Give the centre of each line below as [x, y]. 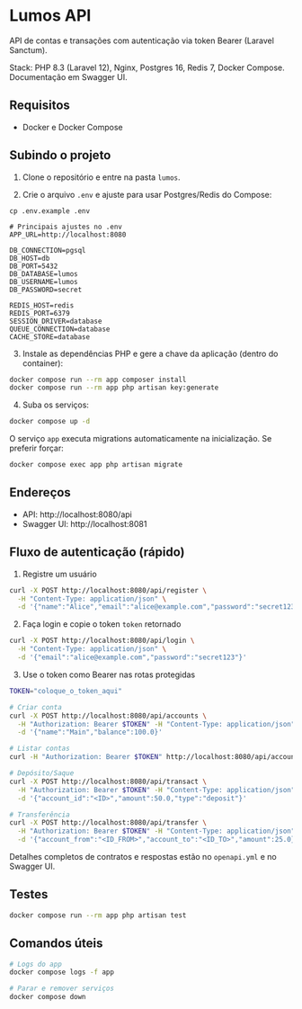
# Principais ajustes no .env [66, 227]
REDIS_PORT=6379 [40, 313]
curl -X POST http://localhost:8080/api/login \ [102, 641]
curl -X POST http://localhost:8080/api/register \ [108, 590]
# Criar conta [36, 707]
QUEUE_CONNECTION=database [60, 329]
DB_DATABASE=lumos [44, 274]
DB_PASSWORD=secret [46, 290]
